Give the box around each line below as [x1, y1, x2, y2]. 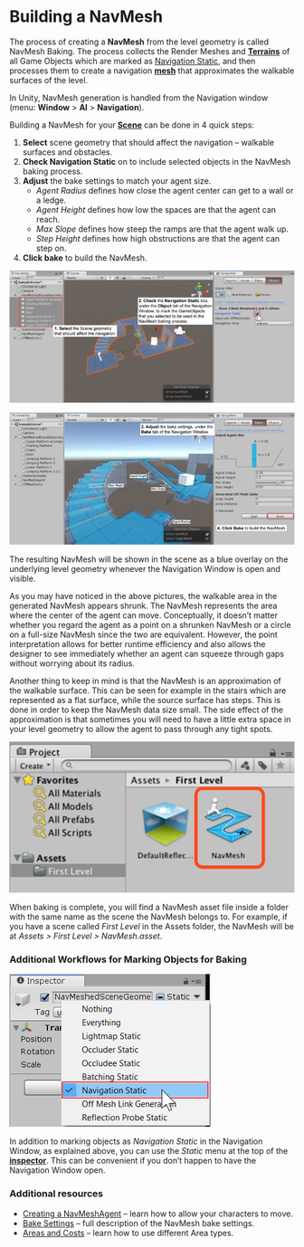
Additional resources [9, 1187, 104, 1200]
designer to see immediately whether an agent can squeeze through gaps [9, 648, 285, 659]
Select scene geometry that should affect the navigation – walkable [22, 137, 275, 148]
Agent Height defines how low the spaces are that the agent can [35, 204, 277, 214]
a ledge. [35, 195, 67, 205]
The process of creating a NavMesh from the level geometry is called [9, 36, 270, 47]
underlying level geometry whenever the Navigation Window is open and [9, 563, 280, 574]
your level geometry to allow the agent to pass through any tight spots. [9, 723, 273, 734]
